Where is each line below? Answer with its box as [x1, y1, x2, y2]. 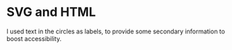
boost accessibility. [6, 34, 62, 42]
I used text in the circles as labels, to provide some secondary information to [6, 27, 225, 35]
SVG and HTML [6, 4, 97, 20]
